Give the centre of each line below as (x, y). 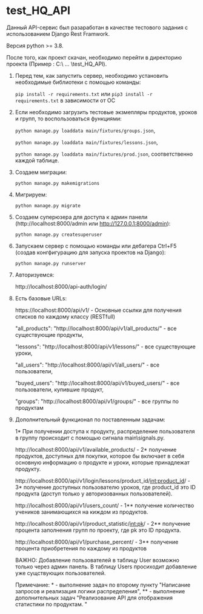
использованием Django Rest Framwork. (58, 33)
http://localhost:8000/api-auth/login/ (61, 286)
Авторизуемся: (35, 275)
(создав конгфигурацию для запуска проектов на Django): (90, 252)
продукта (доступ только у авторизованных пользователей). (94, 494)
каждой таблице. (37, 160)
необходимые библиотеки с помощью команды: (78, 82)
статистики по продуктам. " (51, 604)
